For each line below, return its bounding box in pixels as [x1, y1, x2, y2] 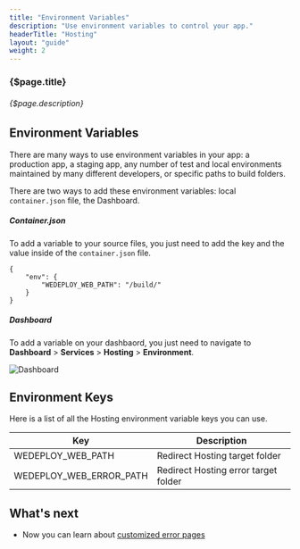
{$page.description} [9, 97, 84, 108]
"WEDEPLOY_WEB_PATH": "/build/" [41, 280, 162, 289]
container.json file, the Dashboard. [9, 195, 140, 205]
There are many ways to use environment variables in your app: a [9, 149, 250, 160]
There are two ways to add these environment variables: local [9, 185, 237, 196]
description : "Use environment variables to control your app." [9, 21, 254, 30]
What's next [9, 505, 79, 520]
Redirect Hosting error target [156, 464, 278, 477]
